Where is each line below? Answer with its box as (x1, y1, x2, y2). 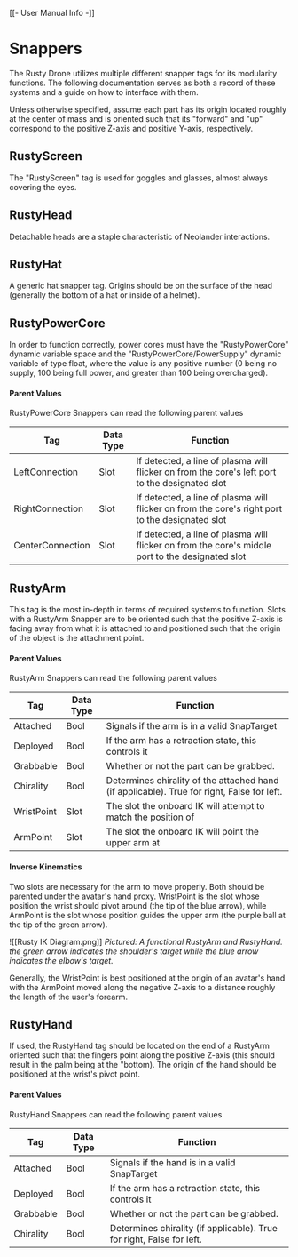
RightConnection (13, 502, 84, 515)
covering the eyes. (9, 181, 77, 192)
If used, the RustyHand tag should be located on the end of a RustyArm (9, 1040, 271, 1052)
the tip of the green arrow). (9, 919, 108, 930)
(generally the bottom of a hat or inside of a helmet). (9, 290, 200, 300)
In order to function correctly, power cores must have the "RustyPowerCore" (9, 340, 289, 350)
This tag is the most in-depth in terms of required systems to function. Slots (9, 604, 286, 615)
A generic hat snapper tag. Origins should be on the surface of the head (9, 280, 273, 292)
